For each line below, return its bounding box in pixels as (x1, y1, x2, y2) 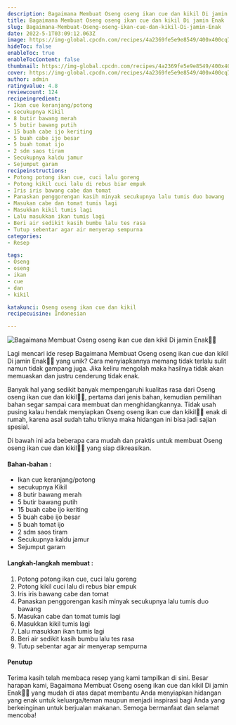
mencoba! (7, 711, 37, 719)
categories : (7, 233, 42, 240)
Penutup (7, 658, 33, 667)
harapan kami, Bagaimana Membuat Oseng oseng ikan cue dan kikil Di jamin (7, 681, 228, 689)
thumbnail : (7, 63, 39, 70)
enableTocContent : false (7, 56, 80, 63)
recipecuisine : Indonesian (7, 310, 86, 317)
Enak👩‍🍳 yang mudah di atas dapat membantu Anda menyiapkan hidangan (7, 688, 221, 697)
